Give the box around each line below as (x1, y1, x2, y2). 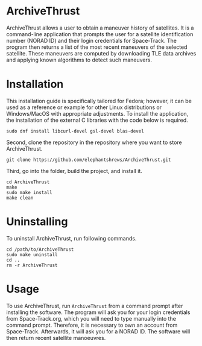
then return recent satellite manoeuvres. (6, 334, 106, 341)
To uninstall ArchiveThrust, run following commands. (6, 234, 137, 242)
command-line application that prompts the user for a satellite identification (6, 30, 194, 37)
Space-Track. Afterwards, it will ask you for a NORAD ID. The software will (6, 327, 191, 335)
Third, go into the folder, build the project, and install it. (6, 167, 143, 174)
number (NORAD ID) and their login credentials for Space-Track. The (6, 37, 177, 44)
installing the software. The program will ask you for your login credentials (6, 309, 191, 316)
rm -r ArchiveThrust (6, 262, 58, 268)
